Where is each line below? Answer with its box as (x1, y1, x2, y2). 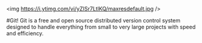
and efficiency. (6, 30, 44, 37)
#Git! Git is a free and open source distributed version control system (6, 17, 181, 24)
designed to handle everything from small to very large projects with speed (6, 24, 196, 30)
